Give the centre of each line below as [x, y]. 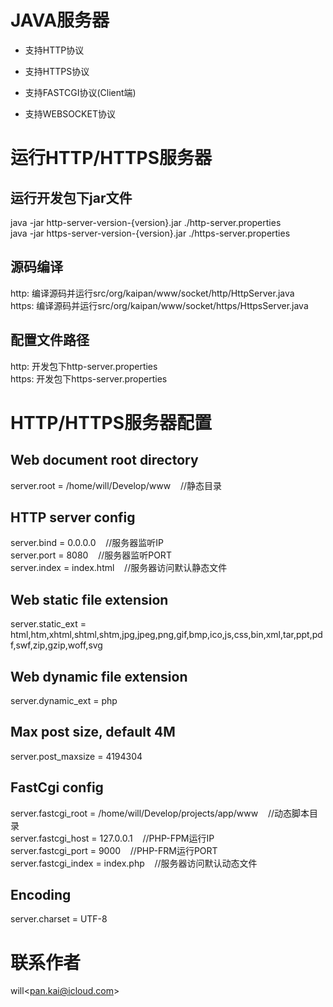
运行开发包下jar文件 [71, 197]
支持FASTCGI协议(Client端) [80, 92]
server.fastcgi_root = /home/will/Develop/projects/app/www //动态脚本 [160, 813]
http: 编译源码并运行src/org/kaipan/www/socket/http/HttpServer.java [152, 293]
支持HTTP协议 [54, 50]
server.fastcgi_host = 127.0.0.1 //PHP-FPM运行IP [112, 838]
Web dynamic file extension [99, 676]
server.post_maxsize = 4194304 [76, 756]
